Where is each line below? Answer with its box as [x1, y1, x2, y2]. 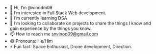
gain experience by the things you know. [9, 26, 92, 31]
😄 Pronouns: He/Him [9, 38, 53, 44]
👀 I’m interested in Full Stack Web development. [9, 10, 106, 16]
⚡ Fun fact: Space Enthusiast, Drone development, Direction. [9, 44, 132, 49]
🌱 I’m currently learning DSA [9, 15, 67, 21]
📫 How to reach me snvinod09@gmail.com [9, 31, 98, 37]
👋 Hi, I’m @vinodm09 [9, 5, 52, 10]
